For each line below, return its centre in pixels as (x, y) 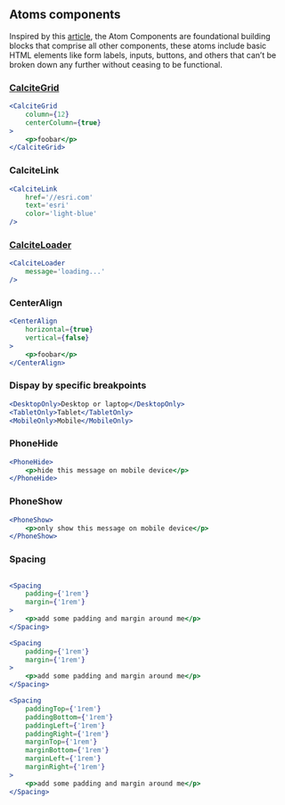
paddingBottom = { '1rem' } (69, 717)
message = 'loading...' (65, 272)
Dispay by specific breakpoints (78, 385)
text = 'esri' (47, 205)
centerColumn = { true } (63, 123)
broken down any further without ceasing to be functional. (116, 64)
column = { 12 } (47, 114)
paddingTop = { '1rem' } (63, 709)
